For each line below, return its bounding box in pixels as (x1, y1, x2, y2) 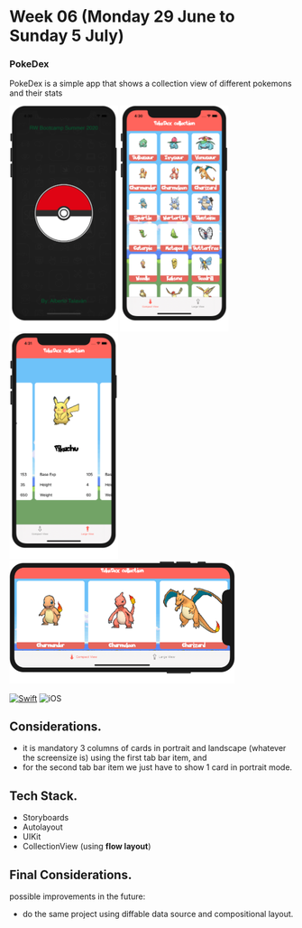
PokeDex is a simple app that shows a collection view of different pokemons (9, 79, 292, 89)
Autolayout (22, 821, 63, 832)
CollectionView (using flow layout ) (22, 841, 151, 852)
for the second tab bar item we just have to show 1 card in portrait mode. (22, 762, 293, 773)
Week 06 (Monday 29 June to (9, 6, 235, 27)
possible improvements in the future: (9, 891, 146, 902)
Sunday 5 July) (9, 25, 124, 46)
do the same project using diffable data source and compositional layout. (22, 909, 294, 920)
